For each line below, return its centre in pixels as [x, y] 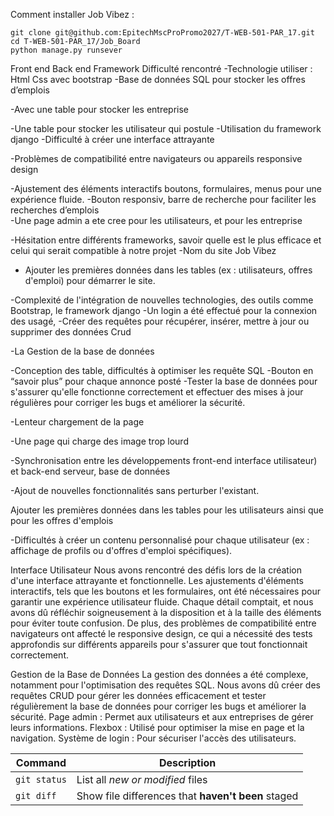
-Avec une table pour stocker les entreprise [100, 109]
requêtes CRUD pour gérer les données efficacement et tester [138, 695]
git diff [36, 795]
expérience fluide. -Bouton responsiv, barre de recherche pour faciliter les [163, 199]
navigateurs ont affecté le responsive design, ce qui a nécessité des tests [161, 633]
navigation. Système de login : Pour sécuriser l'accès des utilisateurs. [153, 738]
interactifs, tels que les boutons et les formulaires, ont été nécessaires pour [165, 591]
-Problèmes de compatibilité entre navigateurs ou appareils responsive [156, 158]
